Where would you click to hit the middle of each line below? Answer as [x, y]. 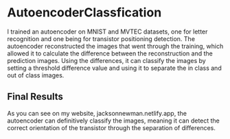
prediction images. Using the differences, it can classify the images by [106, 60]
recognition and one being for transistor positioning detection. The [101, 38]
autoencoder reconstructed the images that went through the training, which [115, 46]
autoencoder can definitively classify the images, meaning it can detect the [113, 121]
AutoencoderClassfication [84, 13]
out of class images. [36, 75]
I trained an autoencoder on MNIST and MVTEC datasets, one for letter [107, 31]
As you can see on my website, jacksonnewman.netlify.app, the [97, 113]
